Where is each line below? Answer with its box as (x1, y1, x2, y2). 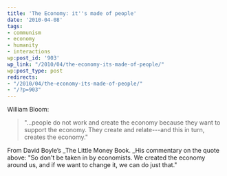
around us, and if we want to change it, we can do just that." (7, 161, 177, 169)
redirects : (7, 73, 39, 81)
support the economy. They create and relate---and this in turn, (23, 126, 205, 134)
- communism (7, 29, 41, 36)
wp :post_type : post (7, 67, 63, 74)
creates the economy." (23, 133, 88, 141)
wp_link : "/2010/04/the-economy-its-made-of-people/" (7, 61, 165, 68)
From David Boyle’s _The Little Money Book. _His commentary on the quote (7, 147, 220, 155)
